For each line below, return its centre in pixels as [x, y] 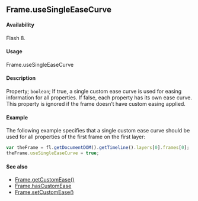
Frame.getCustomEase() [44, 180]
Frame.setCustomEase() [44, 192]
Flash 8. [16, 38]
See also [17, 166]
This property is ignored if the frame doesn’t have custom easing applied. [96, 104]
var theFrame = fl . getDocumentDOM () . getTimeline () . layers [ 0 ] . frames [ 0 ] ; [98, 148]
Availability [20, 25]
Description [21, 78]
